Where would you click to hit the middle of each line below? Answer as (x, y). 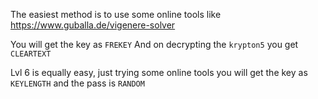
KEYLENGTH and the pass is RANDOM (77, 83)
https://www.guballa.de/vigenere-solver (93, 25)
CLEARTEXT (31, 54)
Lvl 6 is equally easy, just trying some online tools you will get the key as (159, 72)
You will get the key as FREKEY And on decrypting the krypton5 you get (154, 44)
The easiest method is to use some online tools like (116, 14)
